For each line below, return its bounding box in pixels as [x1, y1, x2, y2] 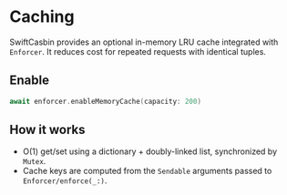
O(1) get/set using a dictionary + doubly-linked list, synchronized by [22, 146, 278, 157]
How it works [9, 122, 86, 138]
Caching [9, 6, 75, 27]
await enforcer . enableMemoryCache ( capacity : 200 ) [9, 97, 202, 106]
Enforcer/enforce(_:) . [22, 175, 108, 186]
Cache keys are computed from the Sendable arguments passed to [22, 166, 272, 177]
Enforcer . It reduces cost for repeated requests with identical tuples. [9, 46, 267, 56]
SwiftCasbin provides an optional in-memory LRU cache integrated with [9, 36, 279, 47]
